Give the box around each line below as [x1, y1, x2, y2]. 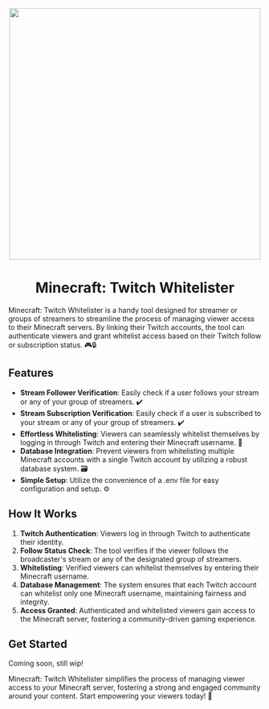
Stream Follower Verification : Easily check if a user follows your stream [19, 387, 259, 398]
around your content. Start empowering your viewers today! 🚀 [8, 691, 213, 701]
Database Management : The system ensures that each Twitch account [19, 579, 257, 589]
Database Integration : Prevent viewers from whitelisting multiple [19, 446, 234, 455]
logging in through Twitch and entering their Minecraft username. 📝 [19, 437, 243, 447]
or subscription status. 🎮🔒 [8, 340, 97, 349]
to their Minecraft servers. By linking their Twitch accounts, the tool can [8, 322, 245, 332]
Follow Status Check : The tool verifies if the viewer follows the [19, 546, 229, 555]
